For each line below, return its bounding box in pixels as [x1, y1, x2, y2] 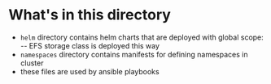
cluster [20, 58, 44, 68]
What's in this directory [8, 6, 171, 24]
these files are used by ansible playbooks [20, 66, 160, 76]
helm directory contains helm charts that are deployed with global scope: [20, 32, 264, 42]
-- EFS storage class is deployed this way [20, 40, 160, 50]
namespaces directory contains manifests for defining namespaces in [20, 49, 248, 59]
